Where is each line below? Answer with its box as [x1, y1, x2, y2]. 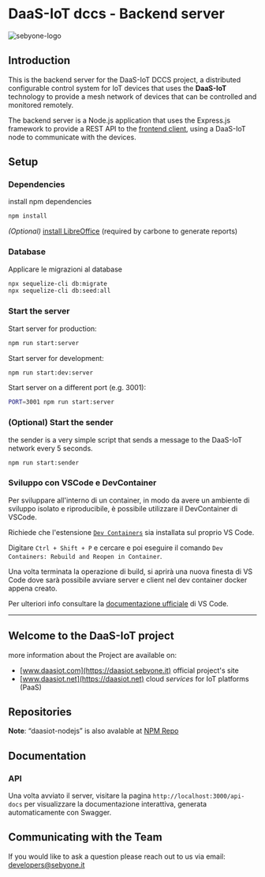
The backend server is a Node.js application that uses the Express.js [8, 116, 231, 125]
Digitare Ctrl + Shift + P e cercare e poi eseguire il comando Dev [8, 543, 223, 552]
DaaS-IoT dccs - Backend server [8, 5, 225, 23]
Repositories [8, 705, 73, 719]
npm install [8, 212, 47, 220]
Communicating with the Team [8, 830, 163, 844]
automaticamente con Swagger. [8, 808, 112, 818]
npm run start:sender [8, 458, 80, 467]
